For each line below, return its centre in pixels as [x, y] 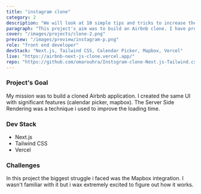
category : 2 [21, 17]
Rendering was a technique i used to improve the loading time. [83, 108]
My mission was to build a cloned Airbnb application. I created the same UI [98, 96]
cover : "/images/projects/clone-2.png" [56, 34]
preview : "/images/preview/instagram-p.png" [63, 40]
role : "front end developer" [42, 46]
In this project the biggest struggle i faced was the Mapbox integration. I [95, 178]
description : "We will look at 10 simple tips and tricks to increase [96, 23]
